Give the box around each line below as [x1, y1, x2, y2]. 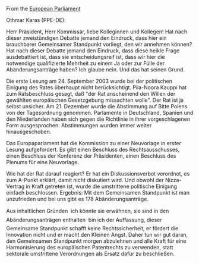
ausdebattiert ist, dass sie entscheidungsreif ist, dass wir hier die [6, 54, 165, 60]
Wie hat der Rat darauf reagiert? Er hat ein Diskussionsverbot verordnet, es [6, 170, 190, 177]
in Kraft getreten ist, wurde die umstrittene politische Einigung [26, 183, 177, 190]
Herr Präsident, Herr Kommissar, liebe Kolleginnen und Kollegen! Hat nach [6, 28, 188, 35]
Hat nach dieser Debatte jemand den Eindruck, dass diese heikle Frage [6, 47, 180, 54]
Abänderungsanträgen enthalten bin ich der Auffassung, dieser [6, 217, 162, 223]
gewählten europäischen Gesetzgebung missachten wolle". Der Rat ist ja [6, 96, 184, 104]
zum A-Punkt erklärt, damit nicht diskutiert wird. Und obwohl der [6, 177, 165, 183]
